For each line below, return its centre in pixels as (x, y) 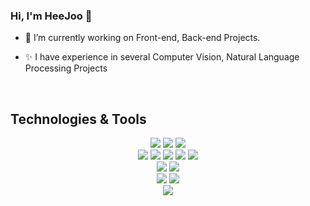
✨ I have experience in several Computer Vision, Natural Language (162, 57)
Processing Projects (66, 68)
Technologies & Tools (78, 119)
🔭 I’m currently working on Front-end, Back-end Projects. (142, 38)
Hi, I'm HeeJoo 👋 (51, 16)
